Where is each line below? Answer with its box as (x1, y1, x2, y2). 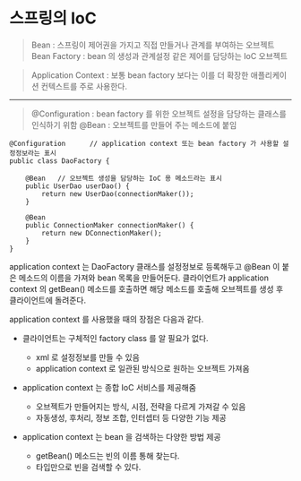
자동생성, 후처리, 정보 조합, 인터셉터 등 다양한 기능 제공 (35, 412, 227, 423)
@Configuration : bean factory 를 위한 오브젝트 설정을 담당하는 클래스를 (30, 108, 287, 119)
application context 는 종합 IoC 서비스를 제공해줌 (21, 382, 197, 392)
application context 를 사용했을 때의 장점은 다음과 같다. (9, 314, 204, 324)
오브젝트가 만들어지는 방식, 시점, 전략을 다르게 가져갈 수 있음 (35, 400, 246, 412)
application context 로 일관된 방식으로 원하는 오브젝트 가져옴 (35, 363, 250, 374)
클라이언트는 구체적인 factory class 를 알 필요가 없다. (21, 332, 209, 343)
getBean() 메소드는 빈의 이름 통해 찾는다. (35, 450, 180, 461)
